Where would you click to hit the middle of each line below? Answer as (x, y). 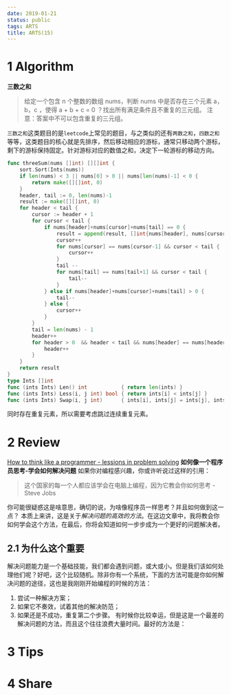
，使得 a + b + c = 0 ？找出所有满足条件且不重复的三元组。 (122, 110)
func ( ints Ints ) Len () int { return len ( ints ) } (95, 387)
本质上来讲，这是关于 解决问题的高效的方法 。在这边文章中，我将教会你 (120, 516)
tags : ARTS (23, 26)
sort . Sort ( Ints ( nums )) (52, 170)
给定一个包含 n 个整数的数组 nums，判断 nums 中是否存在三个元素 (118, 101)
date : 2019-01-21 (32, 13)
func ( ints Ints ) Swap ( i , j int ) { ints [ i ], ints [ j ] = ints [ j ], (109, 400)
